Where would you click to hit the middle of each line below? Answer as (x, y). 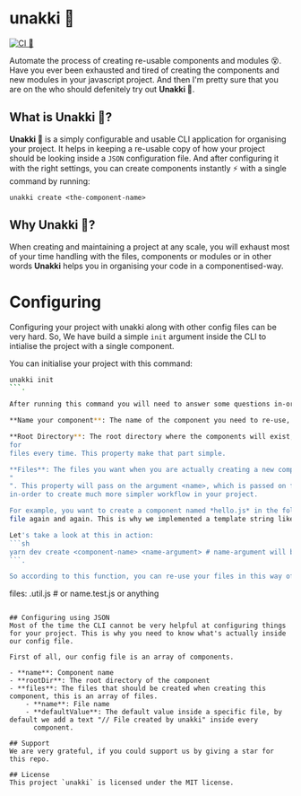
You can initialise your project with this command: (101, 363)
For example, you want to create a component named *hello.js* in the (144, 511)
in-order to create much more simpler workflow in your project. (133, 494)
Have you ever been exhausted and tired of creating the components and (144, 70)
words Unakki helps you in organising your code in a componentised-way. (146, 266)
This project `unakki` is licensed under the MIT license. (122, 783)
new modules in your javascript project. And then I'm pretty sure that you (144, 79)
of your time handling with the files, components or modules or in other (140, 256)
